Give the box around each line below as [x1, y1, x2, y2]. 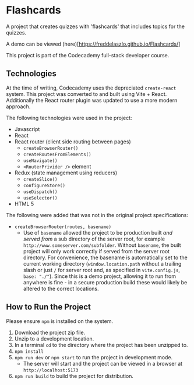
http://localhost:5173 [23, 367, 79, 373]
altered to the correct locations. [23, 285, 99, 292]
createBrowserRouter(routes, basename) [14, 224, 112, 230]
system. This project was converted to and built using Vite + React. [6, 90, 167, 97]
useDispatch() [23, 188, 58, 195]
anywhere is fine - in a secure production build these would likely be [23, 279, 188, 286]
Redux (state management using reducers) [14, 169, 118, 176]
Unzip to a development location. [14, 335, 94, 342]
